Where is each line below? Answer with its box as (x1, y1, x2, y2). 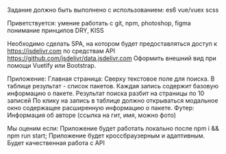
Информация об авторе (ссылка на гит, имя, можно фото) (7, 111, 177, 119)
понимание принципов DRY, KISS (7, 27, 104, 34)
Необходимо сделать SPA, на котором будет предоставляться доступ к (7, 40, 218, 47)
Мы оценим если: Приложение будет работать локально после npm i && (7, 125, 219, 132)
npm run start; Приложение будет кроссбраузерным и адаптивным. (7, 131, 205, 140)
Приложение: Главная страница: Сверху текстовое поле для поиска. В (7, 75, 215, 83)
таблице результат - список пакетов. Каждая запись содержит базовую (7, 82, 219, 90)
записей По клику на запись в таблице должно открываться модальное (7, 97, 218, 105)
